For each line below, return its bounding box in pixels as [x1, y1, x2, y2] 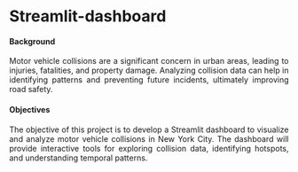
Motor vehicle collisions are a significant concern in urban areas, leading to [9, 56, 289, 66]
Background [9, 35, 56, 46]
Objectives [9, 104, 51, 114]
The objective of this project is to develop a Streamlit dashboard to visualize [9, 124, 289, 135]
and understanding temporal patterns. [9, 152, 148, 163]
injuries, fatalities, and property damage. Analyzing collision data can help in [9, 65, 289, 76]
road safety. [9, 84, 53, 95]
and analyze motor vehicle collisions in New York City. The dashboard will [9, 133, 289, 144]
